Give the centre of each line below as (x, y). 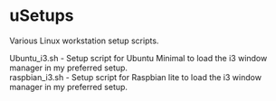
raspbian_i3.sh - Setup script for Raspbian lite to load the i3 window (136, 77)
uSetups (42, 16)
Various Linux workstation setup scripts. (84, 41)
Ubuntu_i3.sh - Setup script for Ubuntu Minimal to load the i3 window (138, 58)
